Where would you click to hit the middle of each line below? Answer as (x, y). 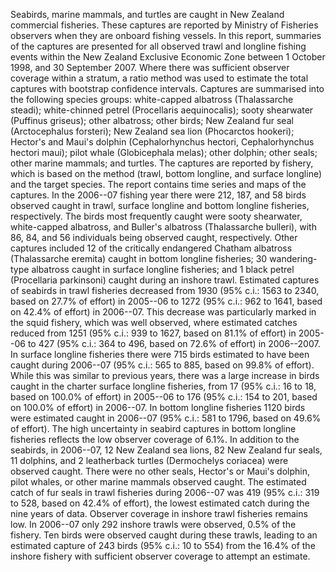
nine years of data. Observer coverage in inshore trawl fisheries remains (159, 513)
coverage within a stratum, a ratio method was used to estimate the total (159, 78)
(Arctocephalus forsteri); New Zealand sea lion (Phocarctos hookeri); (152, 131)
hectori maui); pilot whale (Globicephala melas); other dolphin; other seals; (164, 152)
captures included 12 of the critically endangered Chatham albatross (151, 248)
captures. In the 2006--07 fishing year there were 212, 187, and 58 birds (158, 195)
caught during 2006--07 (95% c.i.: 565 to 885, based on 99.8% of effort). (162, 365)
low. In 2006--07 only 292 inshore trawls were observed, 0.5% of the (153, 524)
